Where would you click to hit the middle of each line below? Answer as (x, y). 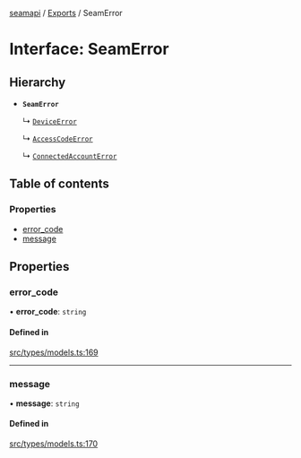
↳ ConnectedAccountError (69, 156)
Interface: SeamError (89, 49)
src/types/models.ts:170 (54, 444)
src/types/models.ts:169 (54, 352)
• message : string (44, 403)
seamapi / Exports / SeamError (66, 13)
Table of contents (59, 184)
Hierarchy (38, 82)
